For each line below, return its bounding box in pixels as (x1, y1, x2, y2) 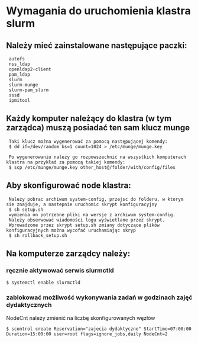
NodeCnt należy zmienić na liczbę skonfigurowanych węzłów (6, 314, 155, 321)
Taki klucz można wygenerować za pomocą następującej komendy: (8, 138, 168, 145)
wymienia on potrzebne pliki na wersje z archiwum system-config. (8, 211, 176, 217)
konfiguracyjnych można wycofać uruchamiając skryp (6, 227, 136, 233)
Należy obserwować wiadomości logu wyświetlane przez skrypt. (8, 217, 165, 223)
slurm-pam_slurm (8, 87, 49, 93)
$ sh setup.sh (8, 206, 44, 213)
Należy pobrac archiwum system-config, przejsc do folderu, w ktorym (8, 196, 184, 202)
